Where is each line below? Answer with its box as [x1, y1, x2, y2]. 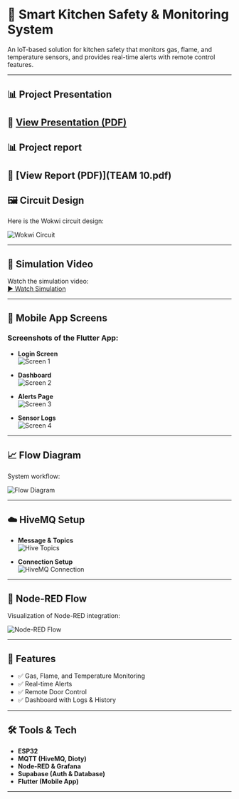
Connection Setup [17, 557, 73, 566]
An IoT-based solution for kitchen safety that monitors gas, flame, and [7, 45, 212, 53]
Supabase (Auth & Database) [17, 769, 105, 778]
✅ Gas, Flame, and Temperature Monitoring [17, 671, 146, 680]
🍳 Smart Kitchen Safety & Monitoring [7, 6, 229, 23]
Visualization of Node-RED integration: [7, 612, 121, 620]
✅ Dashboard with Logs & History [17, 696, 116, 704]
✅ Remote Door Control [17, 688, 87, 696]
